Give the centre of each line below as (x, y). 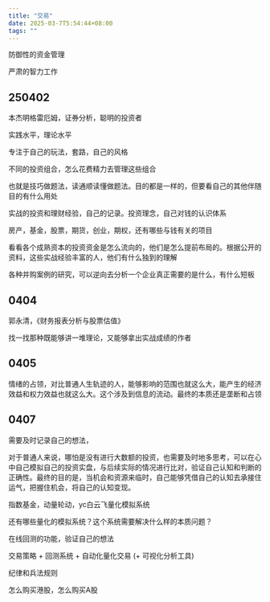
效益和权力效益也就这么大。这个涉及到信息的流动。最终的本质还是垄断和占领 (135, 394)
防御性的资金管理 (37, 55)
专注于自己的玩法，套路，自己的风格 (68, 152)
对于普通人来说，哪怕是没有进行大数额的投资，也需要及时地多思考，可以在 (131, 457)
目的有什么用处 (33, 196)
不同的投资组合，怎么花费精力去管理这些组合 (82, 169)
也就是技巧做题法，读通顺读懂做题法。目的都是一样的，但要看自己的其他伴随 (135, 186)
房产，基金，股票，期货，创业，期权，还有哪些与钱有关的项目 (110, 231)
